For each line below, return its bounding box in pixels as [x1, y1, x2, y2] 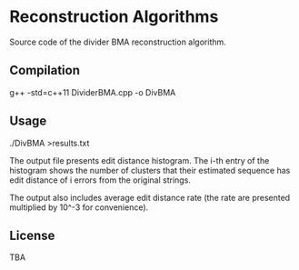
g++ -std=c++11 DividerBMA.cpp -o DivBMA [9, 86, 176, 97]
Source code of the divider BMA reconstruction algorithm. [9, 36, 227, 47]
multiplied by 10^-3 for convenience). [9, 202, 149, 213]
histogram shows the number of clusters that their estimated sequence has [9, 165, 291, 175]
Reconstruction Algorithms [9, 6, 219, 27]
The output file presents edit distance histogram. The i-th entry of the [9, 155, 270, 165]
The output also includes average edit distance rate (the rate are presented [9, 192, 291, 203]
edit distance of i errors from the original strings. [9, 175, 191, 185]
